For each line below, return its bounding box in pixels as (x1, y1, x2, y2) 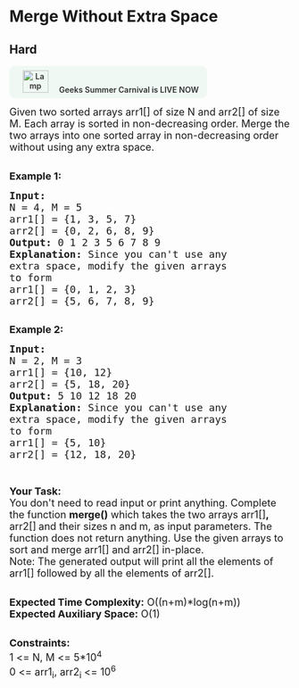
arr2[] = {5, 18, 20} (9, 377, 131, 391)
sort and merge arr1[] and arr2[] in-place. (9, 543, 204, 557)
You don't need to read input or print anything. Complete (9, 497, 277, 510)
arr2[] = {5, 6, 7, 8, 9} (9, 294, 155, 308)
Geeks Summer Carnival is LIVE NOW (59, 84, 199, 95)
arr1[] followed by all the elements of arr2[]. (9, 567, 214, 580)
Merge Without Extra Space (9, 6, 219, 27)
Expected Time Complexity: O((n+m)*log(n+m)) (9, 596, 241, 609)
